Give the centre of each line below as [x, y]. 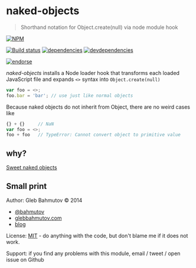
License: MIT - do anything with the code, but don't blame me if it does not [97, 236]
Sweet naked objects [32, 168]
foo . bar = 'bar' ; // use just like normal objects [70, 96]
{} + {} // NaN [30, 124]
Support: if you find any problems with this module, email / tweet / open [93, 253]
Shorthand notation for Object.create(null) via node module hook [99, 27]
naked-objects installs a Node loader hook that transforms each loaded [93, 73]
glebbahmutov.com [38, 218]
